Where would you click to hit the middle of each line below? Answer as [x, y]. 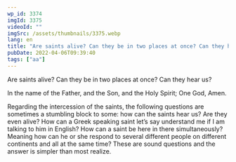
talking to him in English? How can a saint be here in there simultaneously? [115, 129]
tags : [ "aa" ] [26, 60]
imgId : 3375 [25, 20]
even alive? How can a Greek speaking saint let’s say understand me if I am [116, 121]
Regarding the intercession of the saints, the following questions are [106, 107]
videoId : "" [25, 27]
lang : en [20, 40]
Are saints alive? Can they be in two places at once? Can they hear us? [110, 79]
